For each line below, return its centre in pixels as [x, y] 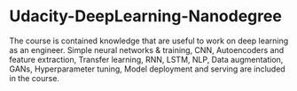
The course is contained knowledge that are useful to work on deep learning [149, 41]
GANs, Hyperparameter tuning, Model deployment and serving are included [147, 69]
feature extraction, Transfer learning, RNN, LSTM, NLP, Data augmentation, [146, 59]
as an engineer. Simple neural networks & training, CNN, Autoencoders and [147, 49]
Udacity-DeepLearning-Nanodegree [145, 16]
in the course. [35, 78]
